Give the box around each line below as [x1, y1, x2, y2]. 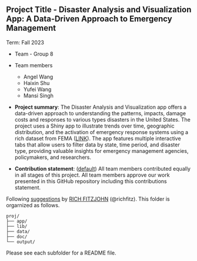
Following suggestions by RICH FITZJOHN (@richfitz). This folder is [6, 195, 170, 203]
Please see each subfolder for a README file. [6, 249, 116, 256]
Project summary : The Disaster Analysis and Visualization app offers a [14, 103, 187, 110]
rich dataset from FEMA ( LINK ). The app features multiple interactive [14, 135, 181, 142]
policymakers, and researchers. [14, 154, 91, 161]
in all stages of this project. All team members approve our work [14, 171, 170, 178]
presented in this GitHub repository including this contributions [14, 177, 167, 185]
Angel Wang [23, 73, 54, 80]
